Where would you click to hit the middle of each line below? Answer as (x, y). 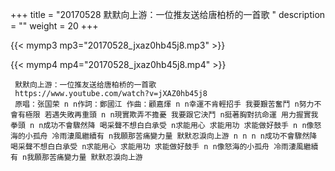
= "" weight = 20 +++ (54, 26)
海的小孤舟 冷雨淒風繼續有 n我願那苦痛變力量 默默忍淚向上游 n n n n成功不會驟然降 (164, 136)
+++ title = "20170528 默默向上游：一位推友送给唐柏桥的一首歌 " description (168, 14)
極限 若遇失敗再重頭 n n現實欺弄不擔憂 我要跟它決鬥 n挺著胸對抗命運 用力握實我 (171, 115)
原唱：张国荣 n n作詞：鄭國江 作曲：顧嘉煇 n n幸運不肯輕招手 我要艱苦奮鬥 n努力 (164, 104)
